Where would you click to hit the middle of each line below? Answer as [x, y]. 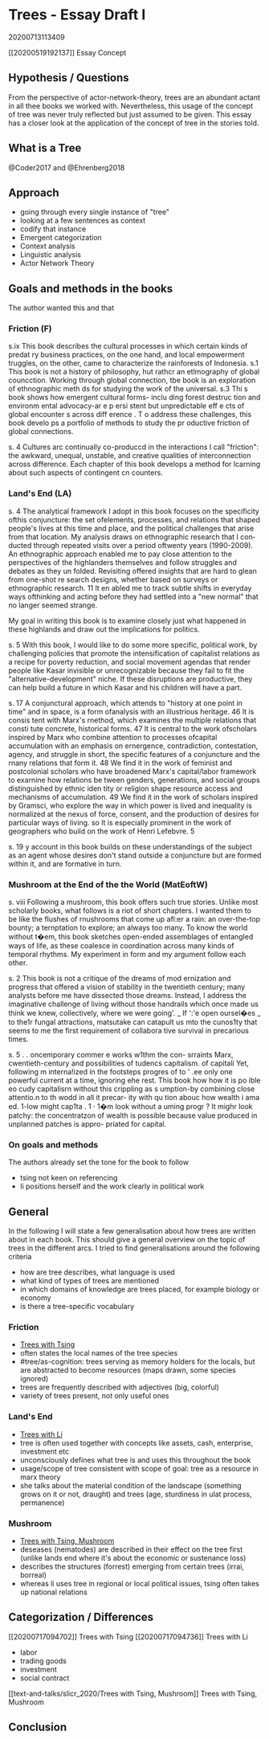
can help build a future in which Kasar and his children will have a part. [125, 687]
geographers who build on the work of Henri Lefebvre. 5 [102, 831]
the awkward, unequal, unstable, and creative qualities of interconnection [130, 456]
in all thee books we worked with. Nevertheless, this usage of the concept [131, 105]
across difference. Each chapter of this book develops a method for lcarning [134, 464]
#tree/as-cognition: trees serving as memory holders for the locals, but [137, 1362]
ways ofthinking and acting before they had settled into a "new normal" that [133, 596]
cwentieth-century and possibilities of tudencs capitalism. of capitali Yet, [128, 1063]
